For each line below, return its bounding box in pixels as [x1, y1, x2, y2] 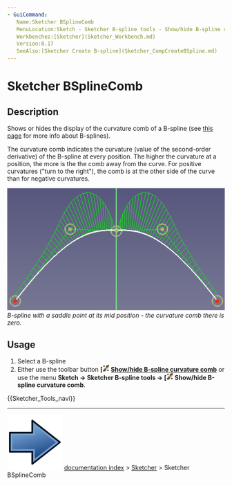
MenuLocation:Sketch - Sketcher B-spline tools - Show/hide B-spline [16, 26, 221, 33]
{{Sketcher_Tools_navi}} [7, 395, 76, 403]
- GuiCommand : [7, 11, 48, 18]
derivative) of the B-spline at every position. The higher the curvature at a [7, 152, 217, 161]
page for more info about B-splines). [7, 132, 111, 140]
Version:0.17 [16, 40, 54, 48]
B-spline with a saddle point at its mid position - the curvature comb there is [7, 312, 224, 320]
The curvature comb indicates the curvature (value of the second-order [7, 145, 211, 153]
